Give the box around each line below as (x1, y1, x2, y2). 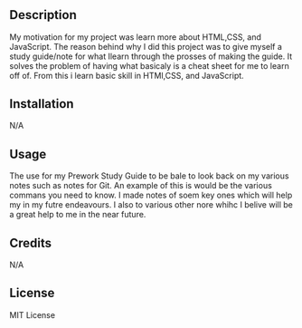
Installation (9, 96, 74, 111)
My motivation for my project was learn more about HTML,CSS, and (9, 31, 262, 43)
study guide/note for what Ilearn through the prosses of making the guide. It (9, 51, 293, 62)
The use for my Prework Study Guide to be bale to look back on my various (9, 170, 289, 181)
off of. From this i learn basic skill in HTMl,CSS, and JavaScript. (9, 70, 244, 81)
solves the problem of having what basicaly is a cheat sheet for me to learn (9, 60, 289, 71)
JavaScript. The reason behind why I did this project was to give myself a (9, 41, 283, 52)
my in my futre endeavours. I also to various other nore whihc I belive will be (9, 199, 294, 210)
